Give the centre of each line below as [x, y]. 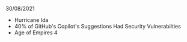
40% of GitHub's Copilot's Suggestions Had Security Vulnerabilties [97, 26]
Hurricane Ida [31, 20]
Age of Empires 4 [36, 33]
